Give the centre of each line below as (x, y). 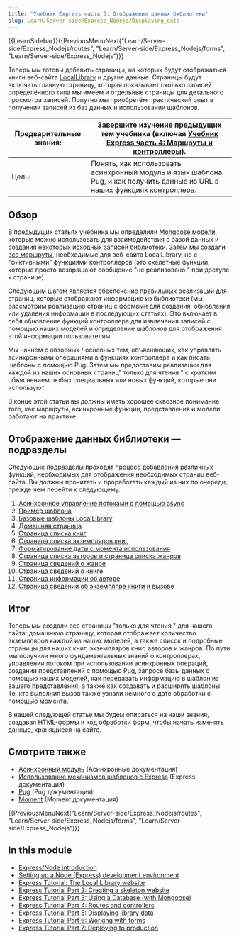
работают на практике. (43, 416)
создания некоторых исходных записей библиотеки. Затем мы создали (117, 247)
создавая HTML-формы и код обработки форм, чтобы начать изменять (116, 722)
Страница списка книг (52, 533)
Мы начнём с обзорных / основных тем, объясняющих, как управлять (115, 350)
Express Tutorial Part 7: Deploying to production (88, 928)
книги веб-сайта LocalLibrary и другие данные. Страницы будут (105, 77)
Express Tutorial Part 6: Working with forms (82, 920)
